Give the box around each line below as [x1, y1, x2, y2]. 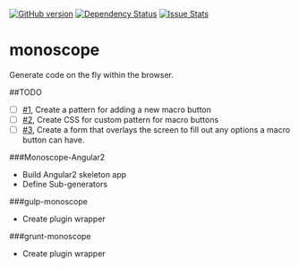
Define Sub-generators [21, 179, 108, 190]
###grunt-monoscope [9, 231, 91, 242]
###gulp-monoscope [9, 196, 88, 207]
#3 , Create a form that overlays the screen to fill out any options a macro [21, 125, 291, 135]
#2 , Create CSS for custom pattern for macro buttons [21, 115, 219, 125]
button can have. [21, 134, 85, 145]
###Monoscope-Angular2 [9, 152, 106, 163]
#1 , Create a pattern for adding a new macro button [21, 104, 212, 115]
